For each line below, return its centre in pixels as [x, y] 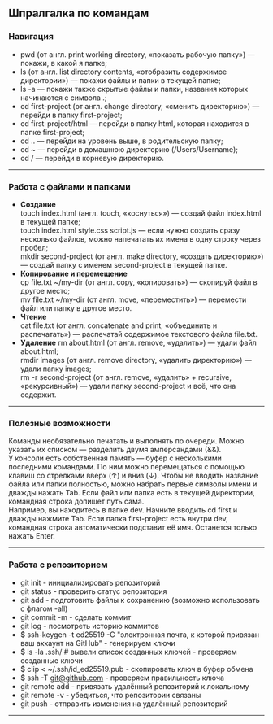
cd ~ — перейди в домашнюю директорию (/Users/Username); [129, 149]
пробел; [34, 247]
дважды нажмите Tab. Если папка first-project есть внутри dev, [119, 519]
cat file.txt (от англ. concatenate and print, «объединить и [119, 325]
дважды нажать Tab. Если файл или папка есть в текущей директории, [132, 493]
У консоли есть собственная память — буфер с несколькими [115, 458]
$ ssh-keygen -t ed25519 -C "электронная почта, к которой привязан [140, 635]
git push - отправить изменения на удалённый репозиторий [124, 704]
